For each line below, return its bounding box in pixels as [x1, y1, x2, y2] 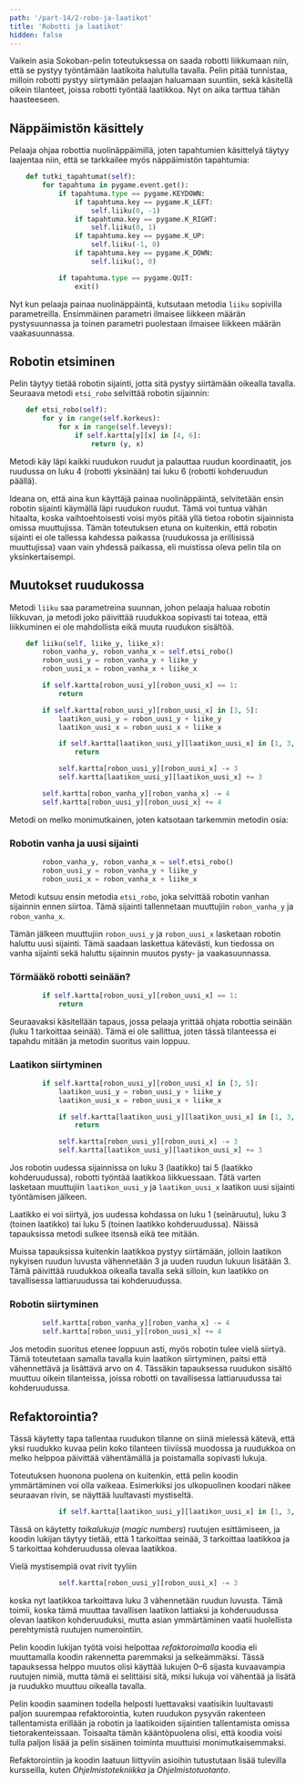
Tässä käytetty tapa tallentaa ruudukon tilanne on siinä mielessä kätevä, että [9, 1433, 296, 1444]
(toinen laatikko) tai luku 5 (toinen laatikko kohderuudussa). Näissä [9, 1219, 259, 1230]
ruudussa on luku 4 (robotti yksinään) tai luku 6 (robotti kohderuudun [9, 465, 269, 476]
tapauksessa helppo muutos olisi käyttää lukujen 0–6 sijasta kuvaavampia [9, 1661, 286, 1672]
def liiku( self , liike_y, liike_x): [25, 639, 166, 648]
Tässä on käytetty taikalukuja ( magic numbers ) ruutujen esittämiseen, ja [9, 1523, 280, 1534]
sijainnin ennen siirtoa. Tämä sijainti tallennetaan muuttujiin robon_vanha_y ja [9, 901, 294, 912]
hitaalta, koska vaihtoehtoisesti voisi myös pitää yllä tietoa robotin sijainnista [9, 512, 294, 523]
